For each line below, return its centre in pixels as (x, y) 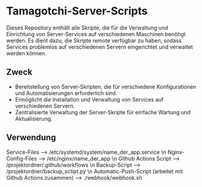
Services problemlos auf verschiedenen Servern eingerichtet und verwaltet (99, 47)
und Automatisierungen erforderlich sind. (66, 93)
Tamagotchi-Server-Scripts (77, 11)
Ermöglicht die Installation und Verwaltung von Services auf (89, 99)
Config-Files (22, 158)
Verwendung (31, 137)
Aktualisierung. (34, 118)
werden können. (27, 53)
